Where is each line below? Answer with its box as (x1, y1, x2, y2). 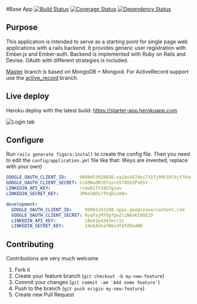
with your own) (6, 163, 43, 170)
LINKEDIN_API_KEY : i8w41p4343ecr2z (11, 217, 125, 224)
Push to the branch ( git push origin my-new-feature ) (14, 285, 145, 292)
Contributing (6, 239, 54, 249)
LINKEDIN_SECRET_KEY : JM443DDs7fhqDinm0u (6, 191, 127, 197)
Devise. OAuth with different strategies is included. (6, 56, 129, 64)
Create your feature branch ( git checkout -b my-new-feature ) (14, 272, 165, 279)
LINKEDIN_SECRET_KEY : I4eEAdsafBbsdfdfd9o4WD (11, 223, 143, 229)
